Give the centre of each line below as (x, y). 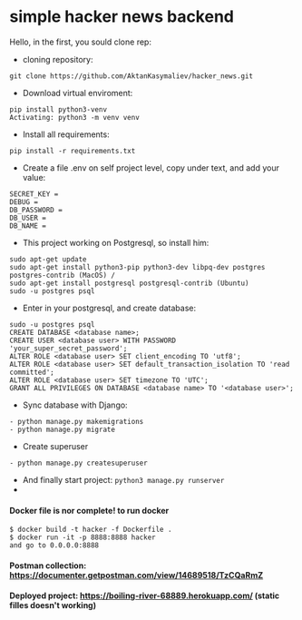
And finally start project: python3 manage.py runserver (123, 479)
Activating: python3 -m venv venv (75, 117)
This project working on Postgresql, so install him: (116, 242)
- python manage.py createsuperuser (78, 463)
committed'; (32, 372)
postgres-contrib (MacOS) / (63, 275)
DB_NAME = (28, 226)
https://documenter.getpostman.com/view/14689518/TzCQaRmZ (136, 575)
